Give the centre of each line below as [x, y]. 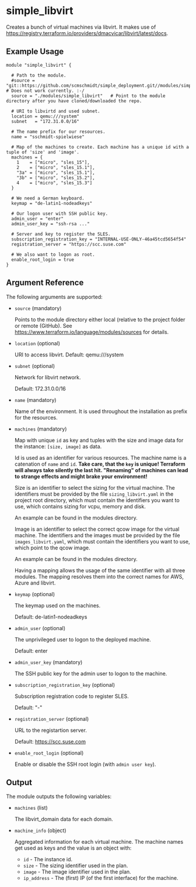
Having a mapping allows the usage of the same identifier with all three [100, 570]
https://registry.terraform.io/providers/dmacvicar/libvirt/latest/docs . [87, 33]
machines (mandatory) [41, 429]
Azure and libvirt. [35, 583]
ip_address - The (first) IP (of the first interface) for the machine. [101, 878]
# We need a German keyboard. [48, 198]
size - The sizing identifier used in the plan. [76, 866]
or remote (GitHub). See [43, 325]
